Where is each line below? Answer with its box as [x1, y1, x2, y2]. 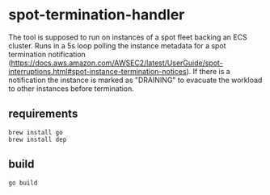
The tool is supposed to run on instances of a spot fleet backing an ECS [8, 32, 248, 42]
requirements [8, 107, 78, 121]
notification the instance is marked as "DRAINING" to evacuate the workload [8, 75, 263, 85]
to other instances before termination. [8, 83, 135, 93]
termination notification [8, 49, 86, 59]
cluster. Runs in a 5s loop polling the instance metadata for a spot [8, 40, 226, 50]
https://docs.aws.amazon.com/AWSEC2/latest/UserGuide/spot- [11, 58, 224, 68]
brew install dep [8, 135, 67, 143]
